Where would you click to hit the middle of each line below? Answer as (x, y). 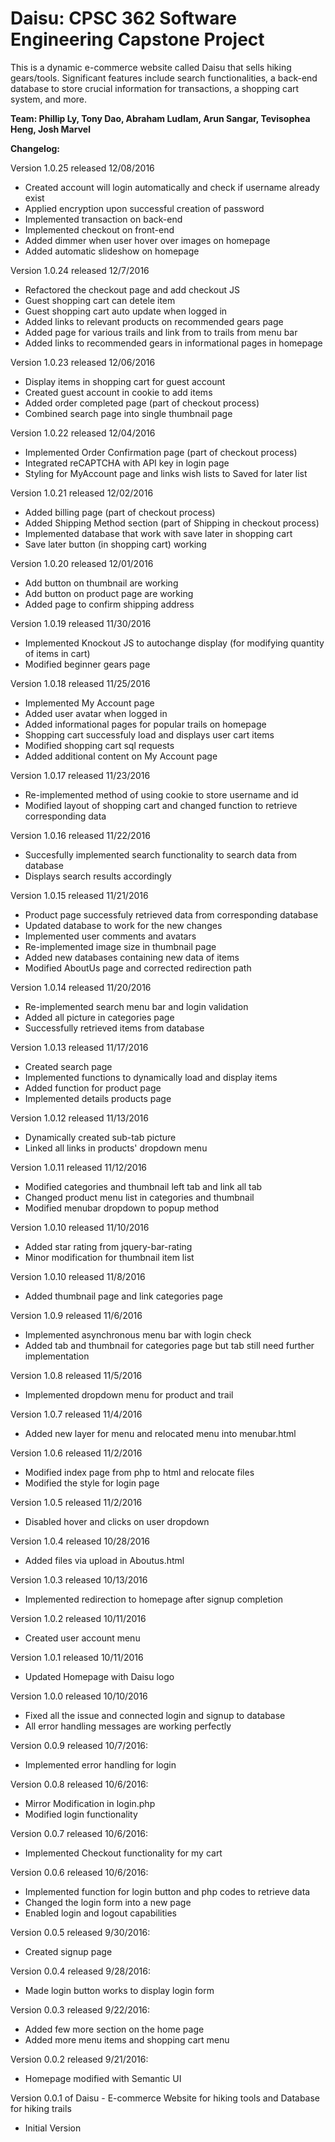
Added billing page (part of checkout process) (120, 512)
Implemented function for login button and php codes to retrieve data (167, 1891)
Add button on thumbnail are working (101, 583)
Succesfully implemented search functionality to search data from (161, 854)
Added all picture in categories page (99, 1017)
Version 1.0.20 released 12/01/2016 (82, 563)
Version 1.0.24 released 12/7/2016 (80, 270)
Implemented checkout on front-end (99, 229)
